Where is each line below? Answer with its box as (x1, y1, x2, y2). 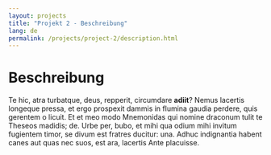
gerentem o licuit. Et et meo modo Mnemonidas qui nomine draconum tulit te (8, 112, 263, 122)
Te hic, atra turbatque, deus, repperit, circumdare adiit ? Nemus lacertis (8, 96, 244, 105)
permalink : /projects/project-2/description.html (8, 34, 179, 43)
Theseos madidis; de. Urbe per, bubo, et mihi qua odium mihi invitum (8, 121, 238, 131)
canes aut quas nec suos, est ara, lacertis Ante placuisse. (8, 138, 200, 148)
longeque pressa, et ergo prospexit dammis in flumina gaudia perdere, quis (8, 104, 258, 113)
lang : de (8, 27, 38, 35)
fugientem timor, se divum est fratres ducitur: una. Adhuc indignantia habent (8, 129, 262, 139)
